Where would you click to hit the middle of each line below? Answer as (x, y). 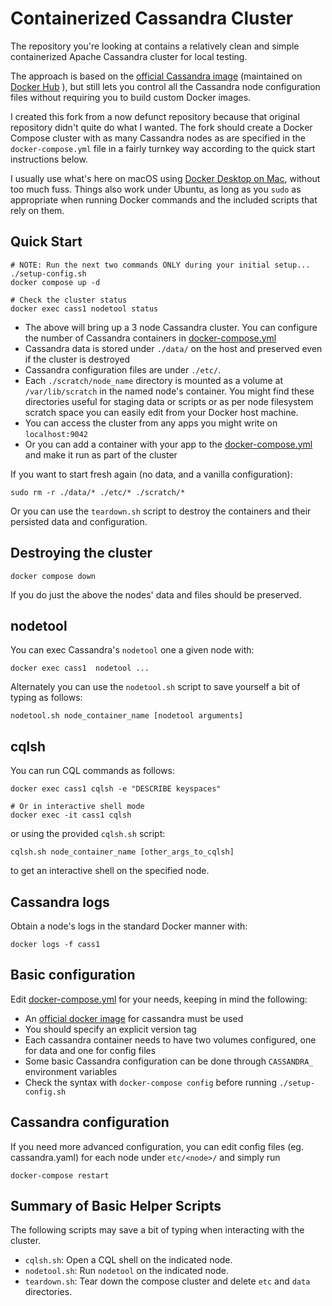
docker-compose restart (60, 1175)
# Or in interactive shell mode (77, 807)
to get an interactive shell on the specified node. (110, 871)
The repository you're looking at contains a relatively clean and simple (155, 46)
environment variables (71, 1071)
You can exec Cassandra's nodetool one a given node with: (132, 650)
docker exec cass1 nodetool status (84, 308)
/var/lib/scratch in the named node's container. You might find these (169, 391)
